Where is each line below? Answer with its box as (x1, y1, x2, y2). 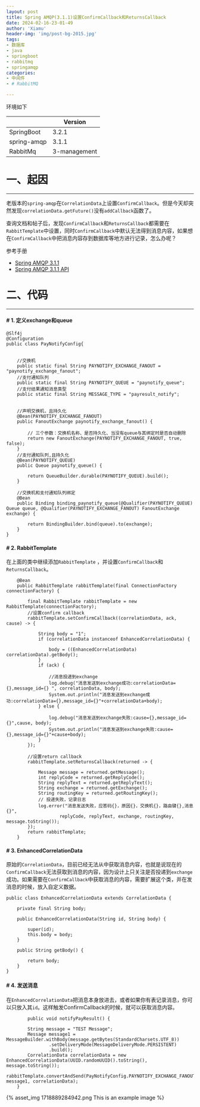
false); (6, 441, 26, 447)
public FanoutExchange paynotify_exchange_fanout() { (17, 419, 153, 425)
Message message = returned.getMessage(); (37, 770, 145, 776)
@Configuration (6, 336, 44, 342)
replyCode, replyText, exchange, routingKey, (59, 813, 174, 820)
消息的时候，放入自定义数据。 (6, 883, 79, 890)
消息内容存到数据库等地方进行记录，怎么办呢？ (61, 234, 177, 242)
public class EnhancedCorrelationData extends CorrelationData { (6, 895, 171, 902)
